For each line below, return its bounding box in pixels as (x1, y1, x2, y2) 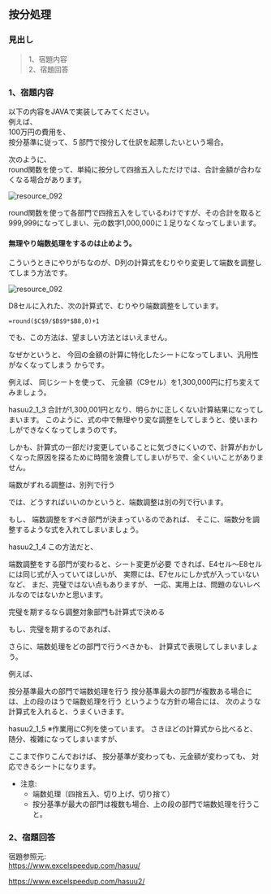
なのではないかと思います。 (15, 590, 108, 600)
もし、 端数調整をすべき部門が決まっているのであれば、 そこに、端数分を (8, 515, 253, 525)
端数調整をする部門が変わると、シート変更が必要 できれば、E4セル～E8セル (8, 560, 262, 569)
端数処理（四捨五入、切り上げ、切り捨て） (32, 789, 174, 799)
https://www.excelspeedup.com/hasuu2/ (8, 877, 145, 887)
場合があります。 (29, 174, 87, 185)
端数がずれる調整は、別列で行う (8, 480, 115, 490)
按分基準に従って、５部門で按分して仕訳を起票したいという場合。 (8, 137, 229, 146)
